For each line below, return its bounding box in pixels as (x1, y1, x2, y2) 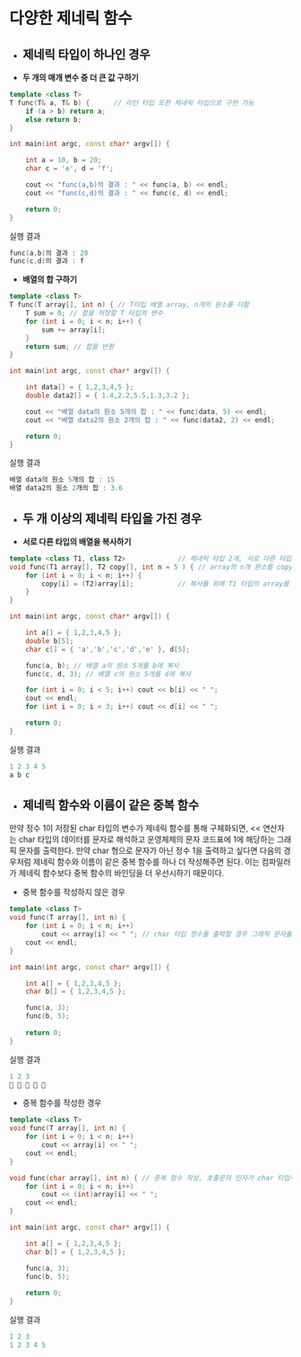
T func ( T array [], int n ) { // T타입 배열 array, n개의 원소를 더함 (9, 300, 250, 309)
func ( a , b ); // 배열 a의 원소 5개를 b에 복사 (25, 661, 179, 670)
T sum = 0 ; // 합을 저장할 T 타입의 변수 (25, 309, 164, 318)
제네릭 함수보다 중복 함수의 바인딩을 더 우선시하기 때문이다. (18, 867, 225, 879)
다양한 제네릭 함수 (9, 8, 133, 29)
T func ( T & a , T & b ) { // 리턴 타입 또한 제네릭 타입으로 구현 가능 (9, 98, 254, 108)
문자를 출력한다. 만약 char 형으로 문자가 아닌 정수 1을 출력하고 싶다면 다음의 (18, 845, 282, 857)
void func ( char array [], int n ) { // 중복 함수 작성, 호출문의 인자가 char (9, 1173, 274, 1182)
